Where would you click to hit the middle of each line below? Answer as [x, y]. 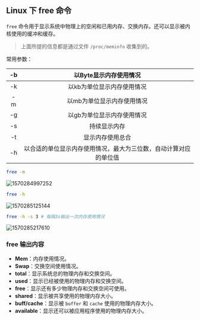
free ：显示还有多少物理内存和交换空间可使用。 [72, 288]
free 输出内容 [25, 244]
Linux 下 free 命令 [39, 11]
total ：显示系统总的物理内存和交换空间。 [65, 274]
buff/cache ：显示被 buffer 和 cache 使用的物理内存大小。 [85, 303]
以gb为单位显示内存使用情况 [107, 115]
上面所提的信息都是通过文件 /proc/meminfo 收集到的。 [87, 46]
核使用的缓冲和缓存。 [32, 33]
